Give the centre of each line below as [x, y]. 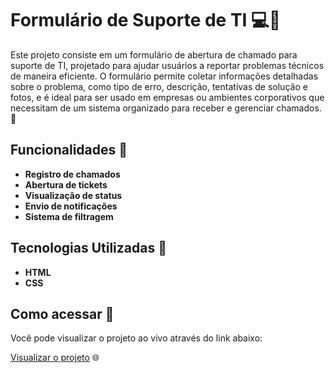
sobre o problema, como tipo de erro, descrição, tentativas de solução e [159, 86]
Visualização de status [73, 195]
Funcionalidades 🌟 [69, 150]
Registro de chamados [72, 174]
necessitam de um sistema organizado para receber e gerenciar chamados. [166, 108]
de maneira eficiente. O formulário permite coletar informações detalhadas [164, 76]
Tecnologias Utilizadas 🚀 [88, 248]
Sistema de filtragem [69, 216]
